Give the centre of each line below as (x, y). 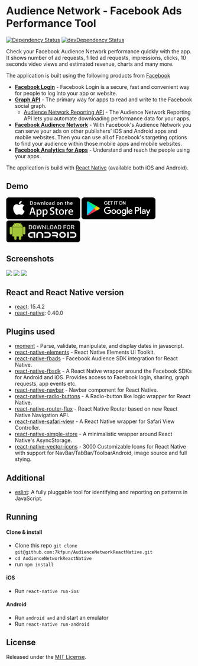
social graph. (30, 105)
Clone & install (24, 532)
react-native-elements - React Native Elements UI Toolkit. (85, 352)
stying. (23, 459)
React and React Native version (65, 292)
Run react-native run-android (52, 624)
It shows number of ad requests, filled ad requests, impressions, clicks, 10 (96, 57)
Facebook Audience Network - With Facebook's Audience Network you (103, 124)
